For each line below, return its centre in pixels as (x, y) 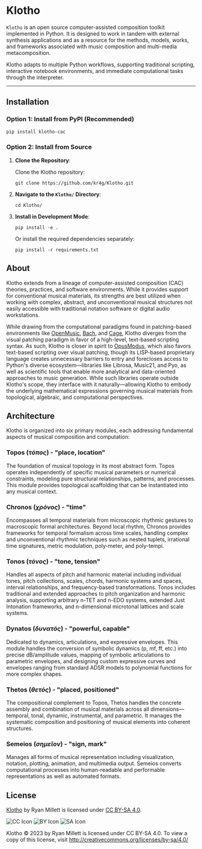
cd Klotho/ (29, 205)
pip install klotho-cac (36, 132)
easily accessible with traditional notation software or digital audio (88, 308)
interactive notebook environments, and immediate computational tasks (95, 71)
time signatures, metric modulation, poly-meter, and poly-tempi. (85, 546)
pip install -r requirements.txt (57, 250)
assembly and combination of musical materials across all (78, 709)
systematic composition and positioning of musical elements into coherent (98, 722)
